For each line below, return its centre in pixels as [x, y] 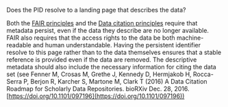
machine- [190, 38]
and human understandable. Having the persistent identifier [117, 45]
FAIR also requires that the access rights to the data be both [91, 38]
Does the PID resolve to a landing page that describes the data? [96, 10]
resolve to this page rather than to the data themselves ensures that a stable [114, 52]
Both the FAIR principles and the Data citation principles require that [102, 23]
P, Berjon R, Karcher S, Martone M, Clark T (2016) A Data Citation [115, 81]
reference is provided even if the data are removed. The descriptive [102, 60]
